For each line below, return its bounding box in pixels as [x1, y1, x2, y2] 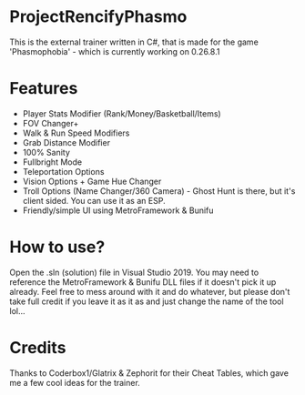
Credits [9, 338, 66, 358]
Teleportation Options [22, 166, 105, 177]
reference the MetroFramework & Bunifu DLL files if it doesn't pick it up [9, 276, 277, 288]
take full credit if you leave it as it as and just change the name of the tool [9, 296, 284, 307]
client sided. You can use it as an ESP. [22, 195, 166, 206]
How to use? [9, 237, 106, 258]
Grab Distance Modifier [22, 137, 111, 147]
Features [9, 78, 78, 99]
